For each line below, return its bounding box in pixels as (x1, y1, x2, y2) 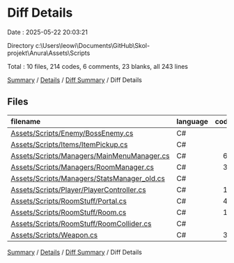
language (176, 116, 209, 126)
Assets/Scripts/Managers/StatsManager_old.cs (10, 173, 165, 183)
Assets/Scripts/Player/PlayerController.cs (10, 184, 146, 194)
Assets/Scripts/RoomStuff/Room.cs (10, 207, 127, 217)
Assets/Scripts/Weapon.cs (10, 230, 98, 239)
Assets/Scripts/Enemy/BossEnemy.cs (10, 128, 134, 138)
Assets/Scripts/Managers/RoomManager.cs (10, 162, 155, 172)
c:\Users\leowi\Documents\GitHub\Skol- (35, 41, 150, 49)
